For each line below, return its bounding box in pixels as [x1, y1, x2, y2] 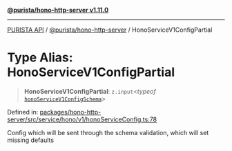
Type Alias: [7, 50, 74, 66]
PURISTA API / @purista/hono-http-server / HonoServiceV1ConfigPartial [7, 26, 213, 34]
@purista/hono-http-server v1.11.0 [7, 6, 109, 14]
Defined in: [7, 108, 39, 116]
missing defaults [7, 136, 54, 144]
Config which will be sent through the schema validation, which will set [7, 128, 209, 137]
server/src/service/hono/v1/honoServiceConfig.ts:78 [7, 115, 157, 123]
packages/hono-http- [39, 108, 101, 116]
